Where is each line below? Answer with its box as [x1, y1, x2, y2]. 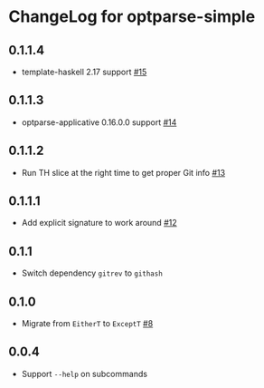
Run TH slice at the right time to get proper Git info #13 [21, 167, 226, 178]
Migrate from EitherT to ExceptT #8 [21, 318, 154, 329]
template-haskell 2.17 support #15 [21, 66, 147, 77]
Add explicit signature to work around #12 [21, 218, 177, 228]
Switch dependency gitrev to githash [21, 267, 164, 278]
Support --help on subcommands [21, 368, 148, 379]
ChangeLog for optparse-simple [8, 6, 256, 27]
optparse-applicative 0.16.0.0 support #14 [21, 116, 177, 128]
